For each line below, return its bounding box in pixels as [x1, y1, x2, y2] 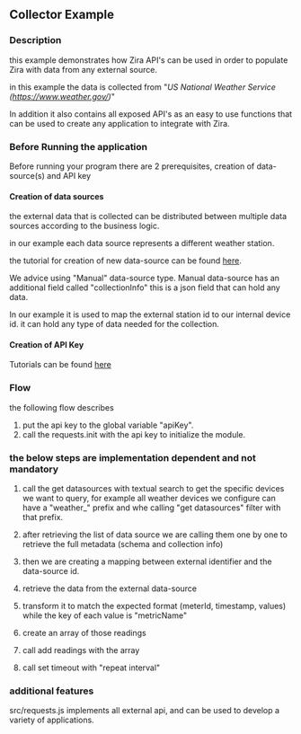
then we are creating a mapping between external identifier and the [22, 556, 272, 567]
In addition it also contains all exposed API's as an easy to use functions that [9, 108, 293, 119]
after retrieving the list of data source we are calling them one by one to [22, 529, 288, 540]
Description [9, 34, 62, 47]
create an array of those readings [22, 627, 146, 638]
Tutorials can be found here [9, 359, 112, 370]
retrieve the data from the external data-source [22, 583, 198, 594]
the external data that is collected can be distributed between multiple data [9, 211, 288, 222]
